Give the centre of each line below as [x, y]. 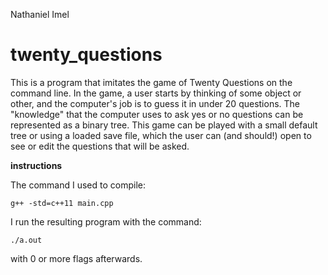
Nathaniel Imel [40, 14]
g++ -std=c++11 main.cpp [62, 203]
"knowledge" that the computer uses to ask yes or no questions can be [157, 114]
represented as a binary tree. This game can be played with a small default [164, 125]
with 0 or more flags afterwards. [76, 258]
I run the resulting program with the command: [106, 221]
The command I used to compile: [78, 185]
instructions [36, 165]
